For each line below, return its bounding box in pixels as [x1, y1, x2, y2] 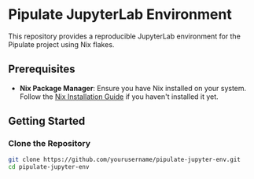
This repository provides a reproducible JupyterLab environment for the [8, 31, 241, 41]
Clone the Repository [8, 138, 91, 149]
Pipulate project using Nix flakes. [8, 39, 115, 49]
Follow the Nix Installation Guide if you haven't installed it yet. [19, 92, 219, 101]
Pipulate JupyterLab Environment [8, 5, 232, 24]
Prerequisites [8, 63, 75, 76]
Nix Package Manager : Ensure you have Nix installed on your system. [19, 83, 247, 93]
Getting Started [8, 115, 86, 128]
